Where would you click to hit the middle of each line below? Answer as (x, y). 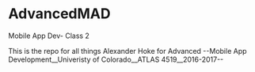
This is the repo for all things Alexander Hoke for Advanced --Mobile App (127, 51)
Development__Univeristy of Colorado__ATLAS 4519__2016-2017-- (116, 59)
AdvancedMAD (59, 14)
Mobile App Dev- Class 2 (49, 36)
